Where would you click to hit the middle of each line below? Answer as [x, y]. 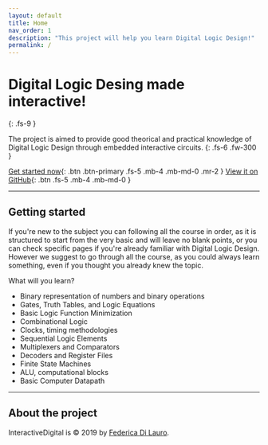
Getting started [47, 212]
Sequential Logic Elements [63, 338]
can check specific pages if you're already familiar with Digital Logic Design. [134, 248]
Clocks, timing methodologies [69, 330]
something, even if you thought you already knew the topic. [106, 265]
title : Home [28, 23]
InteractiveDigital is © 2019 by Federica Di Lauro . [89, 432]
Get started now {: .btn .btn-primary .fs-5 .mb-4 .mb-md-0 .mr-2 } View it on [133, 171]
